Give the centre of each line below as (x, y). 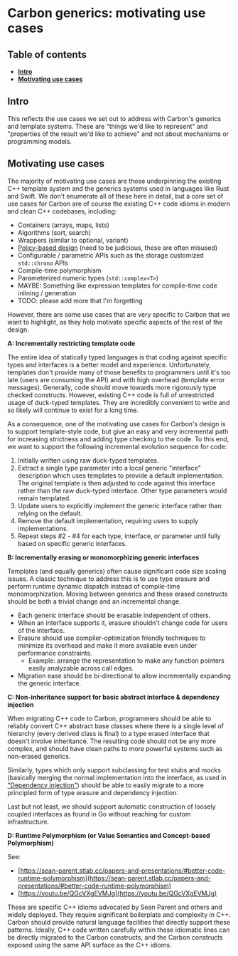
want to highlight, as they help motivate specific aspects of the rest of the (115, 322)
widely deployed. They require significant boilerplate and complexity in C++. (119, 914)
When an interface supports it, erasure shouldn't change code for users (123, 623)
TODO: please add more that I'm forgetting (80, 300)
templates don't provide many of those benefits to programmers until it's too (119, 372)
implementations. (43, 528)
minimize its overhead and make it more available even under (107, 645)
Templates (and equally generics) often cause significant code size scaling (117, 571)
